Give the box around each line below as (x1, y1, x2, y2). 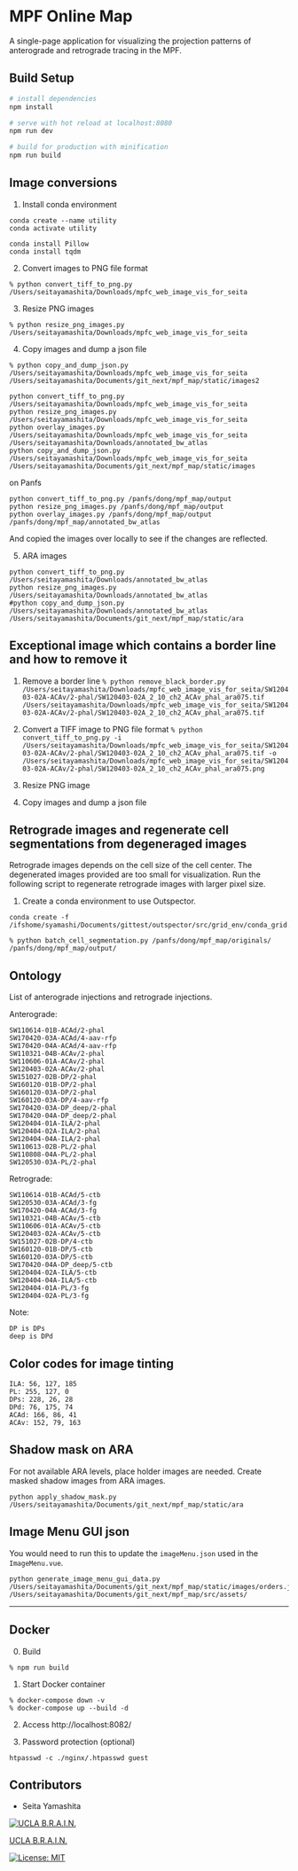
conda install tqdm (9, 247, 82, 256)
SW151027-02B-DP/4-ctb (9, 1237, 93, 1247)
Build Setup (9, 71, 74, 86)
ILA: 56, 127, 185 (9, 1380, 77, 1389)
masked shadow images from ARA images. (9, 1475, 166, 1486)
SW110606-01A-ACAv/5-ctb (9, 1222, 101, 1231)
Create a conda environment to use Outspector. (21, 896, 197, 906)
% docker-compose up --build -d (9, 1703, 129, 1712)
